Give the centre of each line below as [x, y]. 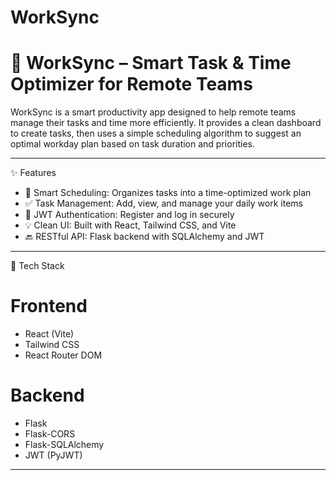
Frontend [49, 306]
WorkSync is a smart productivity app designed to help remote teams [153, 112]
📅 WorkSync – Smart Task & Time [151, 63]
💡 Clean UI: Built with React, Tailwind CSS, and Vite [130, 225]
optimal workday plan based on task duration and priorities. [132, 144]
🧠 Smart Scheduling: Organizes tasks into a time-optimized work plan [168, 193]
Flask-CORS [50, 434]
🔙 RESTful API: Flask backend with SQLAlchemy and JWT [144, 237]
